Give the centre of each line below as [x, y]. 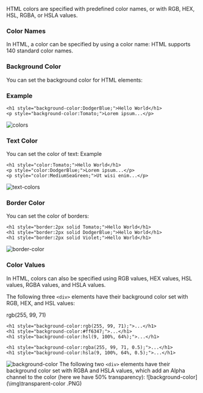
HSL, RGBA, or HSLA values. [42, 15]
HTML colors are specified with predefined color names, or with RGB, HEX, [101, 9]
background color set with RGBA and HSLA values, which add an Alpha [96, 370]
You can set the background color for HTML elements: [75, 80]
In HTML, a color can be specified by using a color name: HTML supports [98, 44]
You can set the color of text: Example [54, 154]
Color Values [26, 265]
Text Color [22, 141]
